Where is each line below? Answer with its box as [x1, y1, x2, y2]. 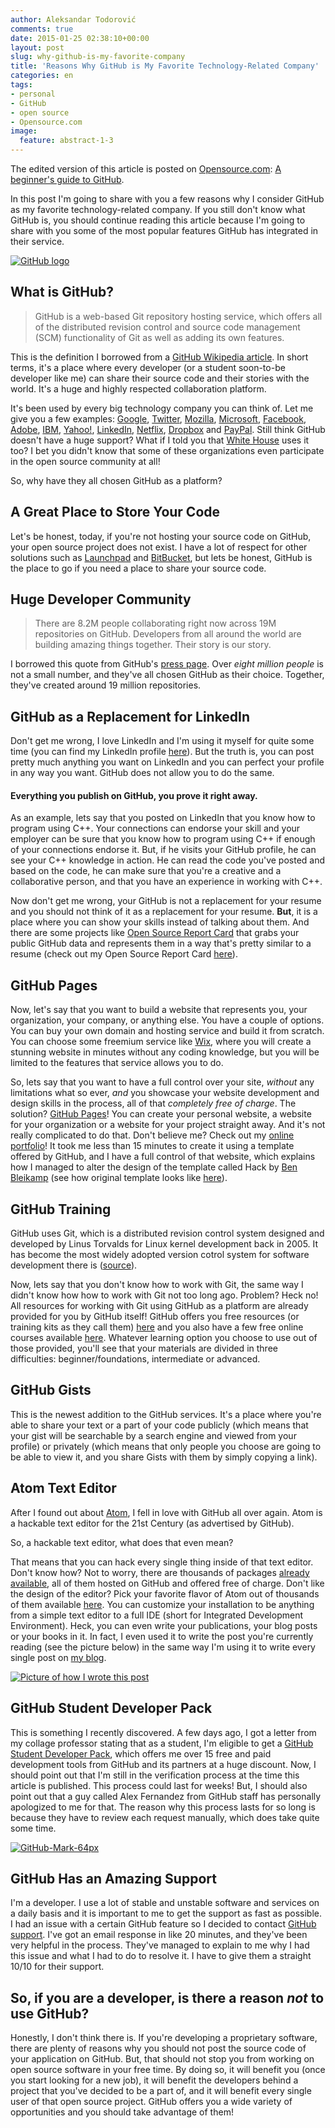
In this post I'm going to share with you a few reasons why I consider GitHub [10, 193, 325, 205]
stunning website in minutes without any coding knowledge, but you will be [10, 1046, 320, 1058]
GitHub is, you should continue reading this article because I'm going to [10, 214, 306, 226]
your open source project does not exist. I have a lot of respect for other [10, 541, 308, 553]
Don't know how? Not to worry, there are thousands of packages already [10, 1566, 310, 1578]
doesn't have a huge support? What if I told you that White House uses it [10, 434, 310, 446]
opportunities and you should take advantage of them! [10, 2106, 234, 2118]
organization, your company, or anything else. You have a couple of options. [10, 1014, 325, 1026]
